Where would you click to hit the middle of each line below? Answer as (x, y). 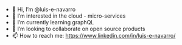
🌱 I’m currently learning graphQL (53, 22)
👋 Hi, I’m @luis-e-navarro (44, 9)
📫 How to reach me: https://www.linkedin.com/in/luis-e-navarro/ (94, 36)
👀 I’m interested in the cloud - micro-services (69, 16)
